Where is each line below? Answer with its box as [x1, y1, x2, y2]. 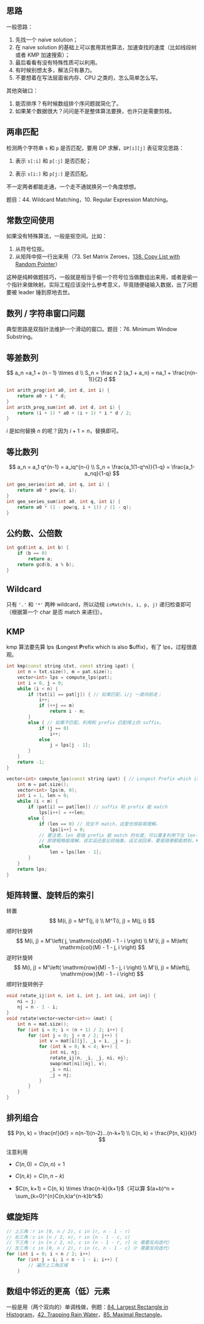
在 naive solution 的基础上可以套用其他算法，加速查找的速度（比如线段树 [15, 43, 197, 50]
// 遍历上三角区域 [28, 1262, 68, 1268]
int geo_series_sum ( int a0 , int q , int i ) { [6, 498, 121, 504]
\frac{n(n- [172, 369, 198, 377]
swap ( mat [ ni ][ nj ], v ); [49, 1060, 107, 1066]
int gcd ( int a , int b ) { [6, 544, 69, 551]
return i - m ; [49, 708, 86, 715]
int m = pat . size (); [17, 781, 69, 787]
